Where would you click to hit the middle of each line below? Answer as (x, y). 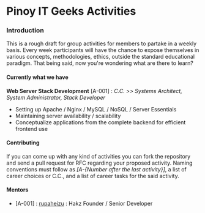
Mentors (17, 190)
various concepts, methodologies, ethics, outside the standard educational (100, 57)
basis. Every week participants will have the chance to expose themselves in (103, 50)
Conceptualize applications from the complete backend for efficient (100, 122)
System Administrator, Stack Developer (56, 97)
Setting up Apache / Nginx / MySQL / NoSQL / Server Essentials (96, 109)
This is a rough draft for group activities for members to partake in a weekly (102, 43)
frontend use (31, 129)
